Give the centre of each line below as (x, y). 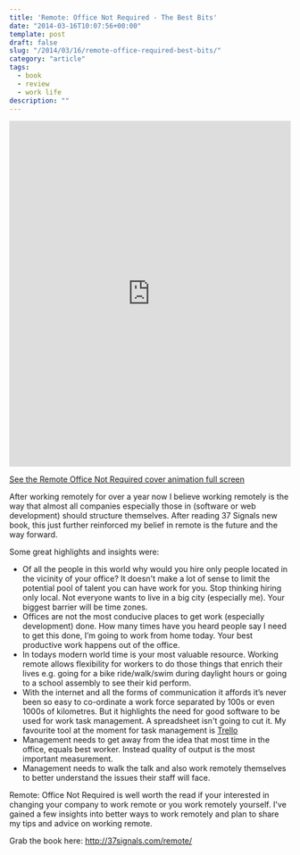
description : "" (39, 100)
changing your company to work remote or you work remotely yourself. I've (148, 805)
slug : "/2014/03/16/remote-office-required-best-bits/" (115, 51)
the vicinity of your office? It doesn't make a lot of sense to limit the (146, 579)
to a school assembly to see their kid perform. (107, 683)
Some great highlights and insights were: (84, 552)
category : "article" (48, 59)
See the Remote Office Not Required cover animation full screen (127, 479)
